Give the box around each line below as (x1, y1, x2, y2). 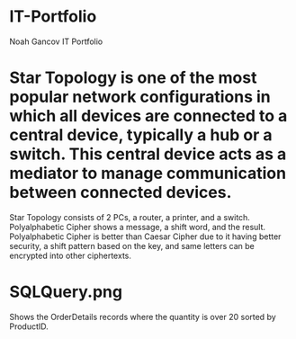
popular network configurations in (9, 87, 272, 107)
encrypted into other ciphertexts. (9, 250, 132, 261)
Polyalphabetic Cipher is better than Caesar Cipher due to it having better (9, 231, 282, 242)
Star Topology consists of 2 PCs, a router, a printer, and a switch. (9, 211, 250, 222)
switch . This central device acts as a (9, 144, 287, 165)
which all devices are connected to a (9, 106, 288, 127)
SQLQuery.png (9, 281, 123, 302)
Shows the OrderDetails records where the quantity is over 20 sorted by (9, 311, 276, 322)
